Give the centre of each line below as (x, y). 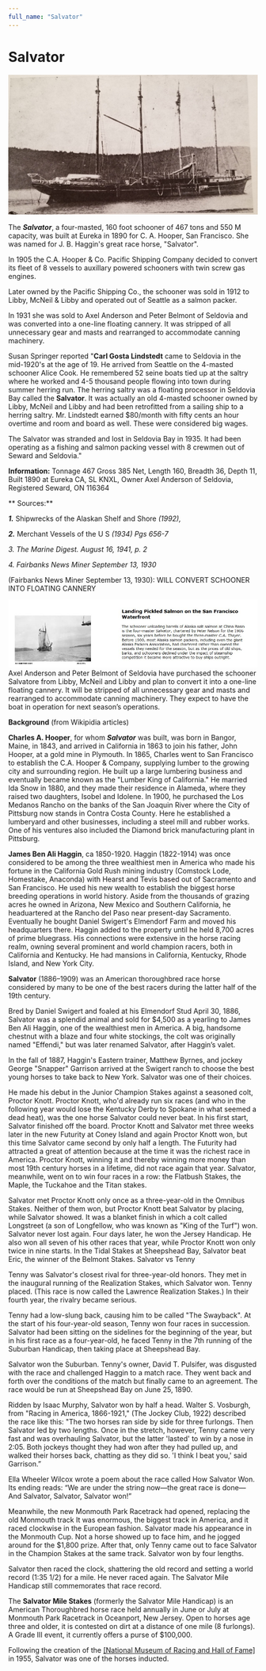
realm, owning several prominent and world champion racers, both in (121, 946)
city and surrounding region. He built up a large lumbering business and (125, 771)
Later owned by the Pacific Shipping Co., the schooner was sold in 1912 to (129, 292)
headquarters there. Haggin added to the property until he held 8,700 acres (131, 929)
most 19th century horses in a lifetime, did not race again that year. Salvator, (132, 1168)
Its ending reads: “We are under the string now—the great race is (114, 1487)
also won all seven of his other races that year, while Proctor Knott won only (132, 1242)
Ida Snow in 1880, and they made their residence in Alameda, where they (127, 788)
